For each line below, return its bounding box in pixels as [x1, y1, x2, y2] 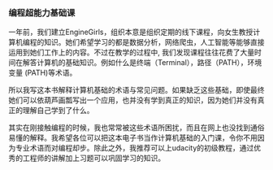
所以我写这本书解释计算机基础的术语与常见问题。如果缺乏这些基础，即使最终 [8, 85, 265, 95]
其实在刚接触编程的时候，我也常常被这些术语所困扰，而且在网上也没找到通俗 [8, 123, 265, 133]
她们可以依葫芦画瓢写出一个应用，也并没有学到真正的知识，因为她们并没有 [8, 95, 258, 105]
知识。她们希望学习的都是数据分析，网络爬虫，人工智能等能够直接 [43, 37, 265, 47]
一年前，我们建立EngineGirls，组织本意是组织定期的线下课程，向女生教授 [8, 27, 253, 37]
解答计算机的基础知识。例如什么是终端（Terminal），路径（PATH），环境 [22, 58, 262, 68]
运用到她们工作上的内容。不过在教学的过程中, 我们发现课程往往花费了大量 [8, 47, 254, 58]
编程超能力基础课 [8, 7, 76, 18]
